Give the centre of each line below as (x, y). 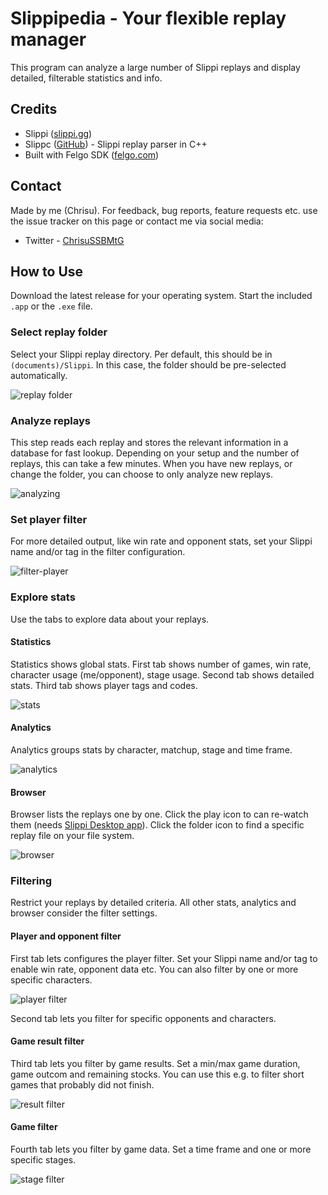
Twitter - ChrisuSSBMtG (74, 240)
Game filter (34, 1127)
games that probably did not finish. (82, 1084)
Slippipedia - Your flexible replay (148, 18)
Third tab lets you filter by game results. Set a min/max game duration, (155, 1063)
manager (48, 39)
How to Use (47, 271)
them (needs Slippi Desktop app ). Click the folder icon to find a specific (157, 825)
